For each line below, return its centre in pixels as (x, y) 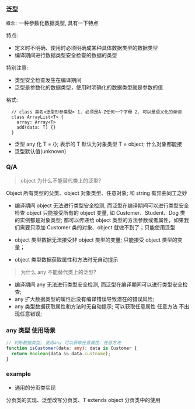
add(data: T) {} (36, 128)
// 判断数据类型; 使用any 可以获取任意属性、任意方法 (64, 343)
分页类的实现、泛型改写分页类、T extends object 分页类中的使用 (83, 400)
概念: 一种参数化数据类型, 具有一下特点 (52, 23)
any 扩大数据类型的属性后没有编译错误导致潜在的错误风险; (84, 299)
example (18, 374)
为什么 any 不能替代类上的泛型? (58, 272)
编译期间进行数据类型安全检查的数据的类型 (66, 55)
